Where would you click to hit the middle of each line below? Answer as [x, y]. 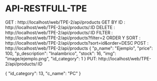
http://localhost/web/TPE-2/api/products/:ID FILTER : [59, 32]
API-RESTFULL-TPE [46, 9]
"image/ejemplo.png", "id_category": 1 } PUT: [51, 58]
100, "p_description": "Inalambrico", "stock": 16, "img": [61, 53]
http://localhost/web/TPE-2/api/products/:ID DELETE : [60, 27]
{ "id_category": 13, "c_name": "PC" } [43, 73]
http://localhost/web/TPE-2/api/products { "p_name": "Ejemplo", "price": [79, 48]
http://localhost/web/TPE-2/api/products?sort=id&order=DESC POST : [77, 43]
